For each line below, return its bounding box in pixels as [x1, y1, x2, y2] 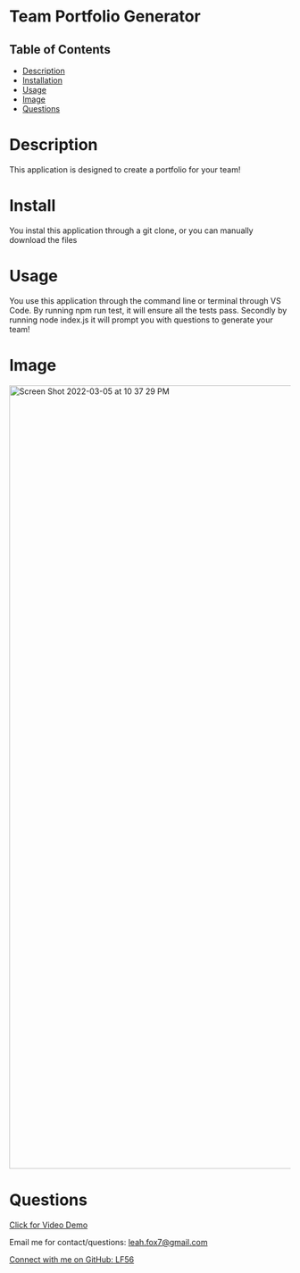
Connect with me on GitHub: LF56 [9, 1253, 135, 1265]
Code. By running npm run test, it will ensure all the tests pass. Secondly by [9, 305, 287, 315]
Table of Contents [9, 42, 112, 57]
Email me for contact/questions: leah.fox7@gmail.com [9, 1236, 208, 1247]
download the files [9, 234, 78, 245]
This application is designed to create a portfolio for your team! [9, 163, 241, 175]
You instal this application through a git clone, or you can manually [9, 225, 254, 236]
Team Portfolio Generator [9, 6, 201, 27]
